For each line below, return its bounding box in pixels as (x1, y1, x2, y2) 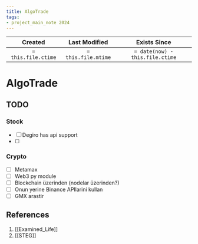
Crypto (6, 153, 27, 161)
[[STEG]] (14, 232, 37, 239)
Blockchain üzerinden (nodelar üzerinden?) (14, 179, 120, 186)
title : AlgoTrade (6, 8, 49, 15)
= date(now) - (134, 48, 174, 55)
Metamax (14, 166, 38, 173)
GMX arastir (14, 192, 44, 199)
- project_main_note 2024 (6, 19, 70, 25)
